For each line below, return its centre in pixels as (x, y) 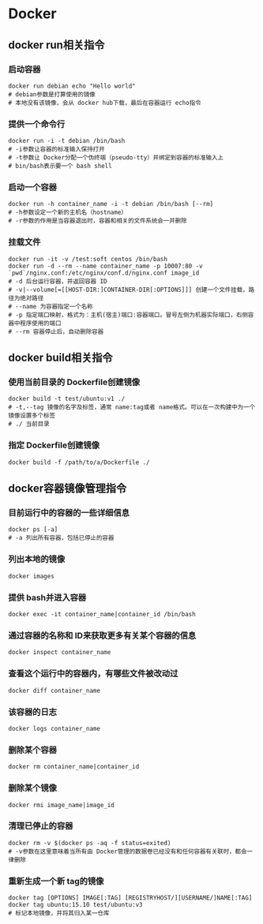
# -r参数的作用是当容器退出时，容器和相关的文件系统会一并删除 (98, 221)
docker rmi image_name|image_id (61, 805)
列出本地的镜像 (37, 559)
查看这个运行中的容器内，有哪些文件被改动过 (93, 674)
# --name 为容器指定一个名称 (51, 306)
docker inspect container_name (60, 653)
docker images (32, 576)
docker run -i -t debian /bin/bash (67, 141)
